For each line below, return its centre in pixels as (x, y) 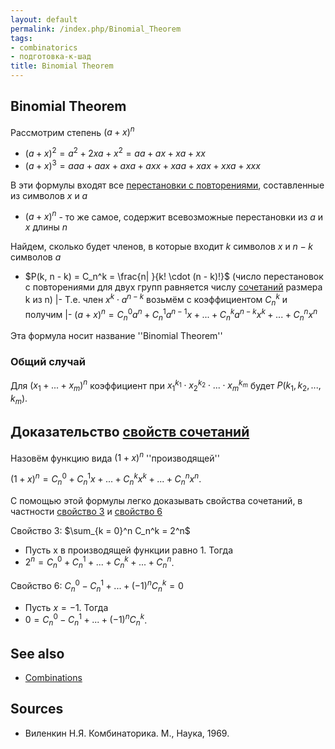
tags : (21, 38)
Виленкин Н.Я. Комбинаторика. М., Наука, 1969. (127, 733)
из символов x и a (49, 195)
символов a (36, 257)
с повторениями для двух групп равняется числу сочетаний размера (173, 287)
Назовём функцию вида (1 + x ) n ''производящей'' (115, 457)
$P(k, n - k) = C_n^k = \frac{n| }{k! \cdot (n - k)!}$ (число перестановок (174, 277)
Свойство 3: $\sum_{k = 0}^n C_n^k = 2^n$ (100, 530)
